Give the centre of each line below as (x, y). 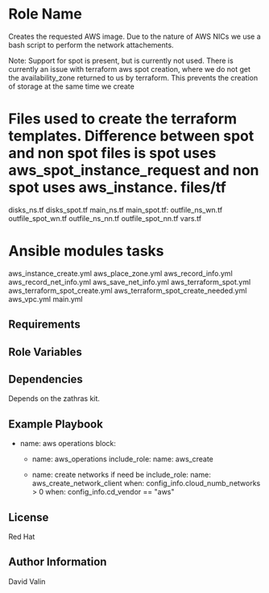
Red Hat (22, 537)
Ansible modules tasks (86, 251)
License (29, 517)
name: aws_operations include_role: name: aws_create (122, 459)
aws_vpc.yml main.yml (46, 299)
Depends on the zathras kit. (54, 399)
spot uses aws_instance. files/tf (118, 188)
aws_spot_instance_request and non (134, 171)
